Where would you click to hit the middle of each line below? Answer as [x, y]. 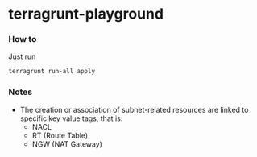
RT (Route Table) [60, 135]
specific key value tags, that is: [71, 118]
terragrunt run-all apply [52, 72]
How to [23, 39]
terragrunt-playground [86, 14]
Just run [22, 56]
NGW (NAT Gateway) [67, 144]
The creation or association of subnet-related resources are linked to [134, 109]
